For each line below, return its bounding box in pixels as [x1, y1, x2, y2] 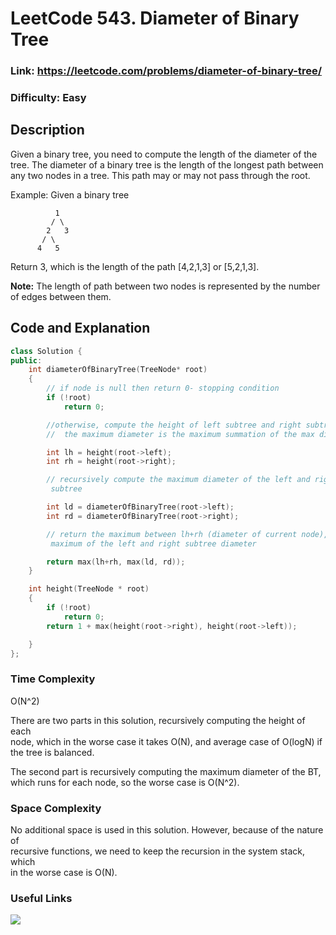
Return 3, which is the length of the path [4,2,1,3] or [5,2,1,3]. [10, 260, 260, 272]
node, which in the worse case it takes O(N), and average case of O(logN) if [10, 735, 323, 747]
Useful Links [10, 891, 73, 905]
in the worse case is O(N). [10, 867, 118, 878]
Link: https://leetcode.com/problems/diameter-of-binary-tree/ [10, 64, 323, 78]
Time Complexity [10, 672, 96, 686]
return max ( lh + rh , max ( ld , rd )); [46, 557, 186, 567]
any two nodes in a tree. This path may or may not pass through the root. [10, 169, 311, 181]
